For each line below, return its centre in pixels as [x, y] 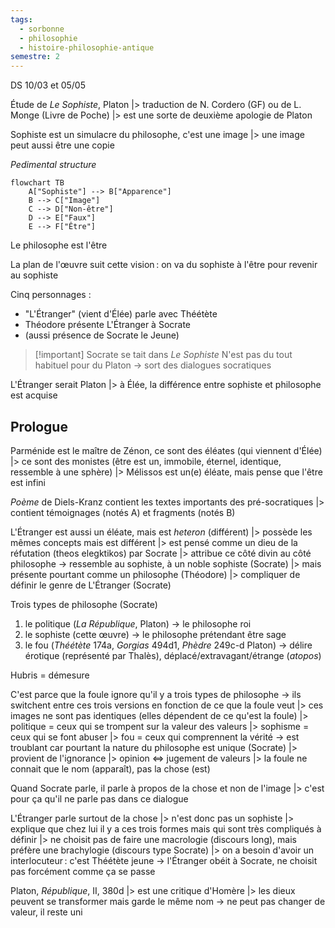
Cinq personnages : [51, 295]
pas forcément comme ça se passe [83, 871]
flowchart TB [37, 183]
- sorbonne [42, 29]
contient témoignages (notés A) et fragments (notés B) [123, 512]
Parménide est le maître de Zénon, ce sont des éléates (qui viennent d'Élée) [166, 450]
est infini [28, 482]
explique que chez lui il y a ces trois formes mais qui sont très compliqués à [166, 828]
